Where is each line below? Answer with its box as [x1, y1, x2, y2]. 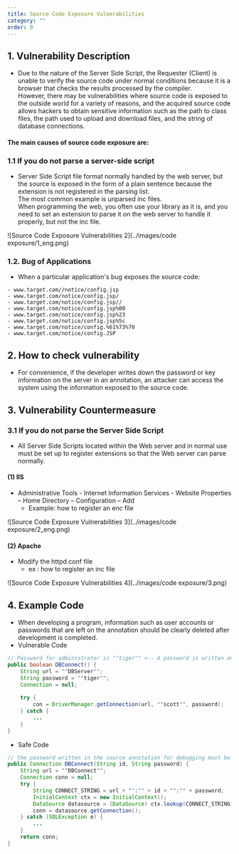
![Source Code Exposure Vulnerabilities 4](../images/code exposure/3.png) [7, 579, 228, 587]
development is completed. [17, 633, 98, 642]
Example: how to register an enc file [28, 504, 134, 512]
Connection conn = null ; [20, 774, 94, 781]
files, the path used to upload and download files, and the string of [17, 115, 213, 123]
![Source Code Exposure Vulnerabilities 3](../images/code [7, 517, 176, 527]
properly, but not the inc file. [17, 218, 101, 226]
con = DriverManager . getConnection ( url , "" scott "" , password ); [33, 701, 224, 708]
